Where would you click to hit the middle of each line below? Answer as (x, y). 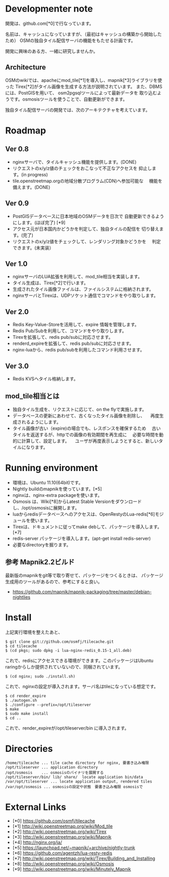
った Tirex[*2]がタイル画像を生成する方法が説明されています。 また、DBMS (84, 86)
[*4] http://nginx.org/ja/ (37, 842)
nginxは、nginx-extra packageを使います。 (57, 495)
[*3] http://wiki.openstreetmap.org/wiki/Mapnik (62, 837)
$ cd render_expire (26, 696)
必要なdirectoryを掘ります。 (42, 545)
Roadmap (26, 131)
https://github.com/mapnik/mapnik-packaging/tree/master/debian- (82, 592)
